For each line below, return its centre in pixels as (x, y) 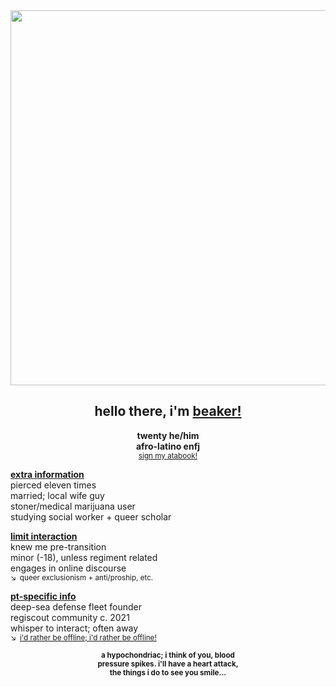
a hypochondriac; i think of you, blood (168, 655)
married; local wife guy (57, 495)
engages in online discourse (68, 568)
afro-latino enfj (168, 446)
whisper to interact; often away (74, 628)
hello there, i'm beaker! (168, 411)
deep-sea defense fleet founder (76, 606)
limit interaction (44, 536)
